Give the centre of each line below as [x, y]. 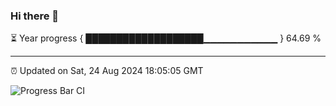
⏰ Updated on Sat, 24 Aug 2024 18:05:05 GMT [107, 71]
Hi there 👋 [35, 16]
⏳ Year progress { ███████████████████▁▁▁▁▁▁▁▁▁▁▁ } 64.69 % [166, 38]
